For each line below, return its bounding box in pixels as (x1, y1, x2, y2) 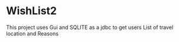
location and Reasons (6, 30, 59, 37)
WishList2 (6, 4, 57, 18)
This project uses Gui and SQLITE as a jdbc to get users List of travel (6, 24, 174, 31)
